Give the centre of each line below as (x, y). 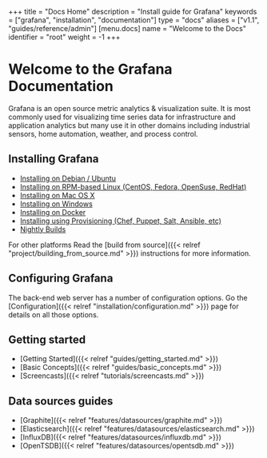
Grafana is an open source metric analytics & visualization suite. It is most (130, 108)
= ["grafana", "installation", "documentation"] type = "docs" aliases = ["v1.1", (134, 20)
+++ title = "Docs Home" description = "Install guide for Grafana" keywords (133, 12)
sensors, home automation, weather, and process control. (103, 133)
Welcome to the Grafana (91, 69)
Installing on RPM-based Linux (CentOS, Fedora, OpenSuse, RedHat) (133, 186)
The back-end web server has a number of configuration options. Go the (128, 297)
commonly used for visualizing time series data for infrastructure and (122, 117)
